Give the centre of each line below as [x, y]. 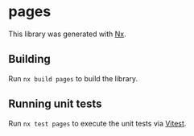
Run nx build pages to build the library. [73, 78]
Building [29, 59]
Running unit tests [55, 104]
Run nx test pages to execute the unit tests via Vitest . [97, 123]
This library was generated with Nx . [67, 34]
